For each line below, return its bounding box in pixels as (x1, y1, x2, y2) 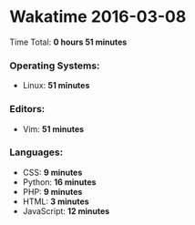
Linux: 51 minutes (22, 80, 90, 91)
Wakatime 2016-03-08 (9, 6, 187, 27)
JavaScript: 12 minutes (22, 205, 110, 216)
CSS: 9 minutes (22, 167, 83, 178)
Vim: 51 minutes (22, 123, 85, 134)
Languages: (9, 146, 64, 159)
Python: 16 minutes (22, 176, 97, 188)
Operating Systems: (9, 59, 100, 72)
